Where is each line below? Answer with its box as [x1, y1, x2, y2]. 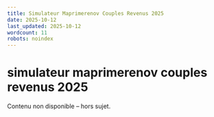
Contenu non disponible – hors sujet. [7, 102, 111, 110]
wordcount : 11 [7, 29, 48, 36]
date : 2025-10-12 [7, 16, 57, 23]
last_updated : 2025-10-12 [7, 23, 81, 29]
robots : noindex [7, 36, 53, 42]
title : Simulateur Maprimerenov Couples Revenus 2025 [7, 10, 165, 17]
